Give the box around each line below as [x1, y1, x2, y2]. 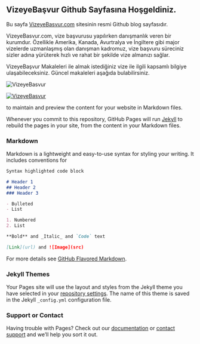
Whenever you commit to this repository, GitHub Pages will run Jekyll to [6, 115, 183, 122]
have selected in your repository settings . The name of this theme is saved [6, 290, 190, 297]
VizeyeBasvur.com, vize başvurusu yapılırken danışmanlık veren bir [6, 32, 172, 39]
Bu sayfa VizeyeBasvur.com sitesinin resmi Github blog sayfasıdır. [6, 20, 168, 27]
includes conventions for [6, 156, 67, 164]
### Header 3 [6, 190, 39, 196]
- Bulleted [6, 201, 33, 207]
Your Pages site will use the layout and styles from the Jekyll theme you [6, 284, 183, 291]
